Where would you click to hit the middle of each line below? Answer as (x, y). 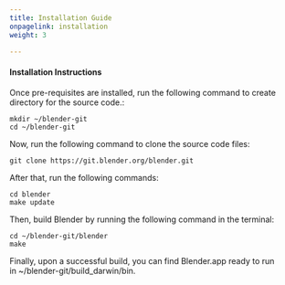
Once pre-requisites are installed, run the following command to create (143, 92)
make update (32, 202)
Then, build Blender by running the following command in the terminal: (142, 219)
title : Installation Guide (61, 18)
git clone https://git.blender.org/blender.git (102, 161)
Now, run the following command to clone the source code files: (130, 143)
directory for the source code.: (67, 102)
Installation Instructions (56, 72)
